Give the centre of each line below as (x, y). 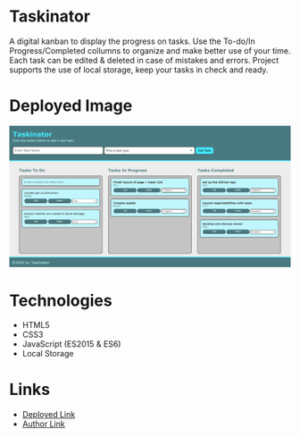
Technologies (61, 300)
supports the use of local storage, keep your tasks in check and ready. (139, 70)
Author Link (43, 424)
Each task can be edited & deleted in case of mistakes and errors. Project (144, 60)
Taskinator (50, 17)
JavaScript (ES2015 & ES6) (71, 344)
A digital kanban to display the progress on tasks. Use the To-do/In (133, 41)
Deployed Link (49, 415)
